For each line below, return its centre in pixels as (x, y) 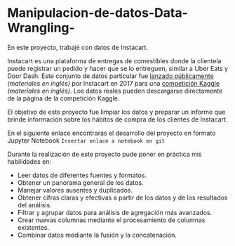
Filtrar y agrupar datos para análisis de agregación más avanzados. (115, 212)
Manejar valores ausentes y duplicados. (75, 190)
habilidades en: (29, 161)
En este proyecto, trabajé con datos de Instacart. (78, 47)
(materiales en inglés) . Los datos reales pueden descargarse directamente (115, 91)
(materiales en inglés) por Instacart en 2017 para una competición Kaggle (113, 83)
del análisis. (34, 205)
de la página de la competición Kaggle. (63, 98)
